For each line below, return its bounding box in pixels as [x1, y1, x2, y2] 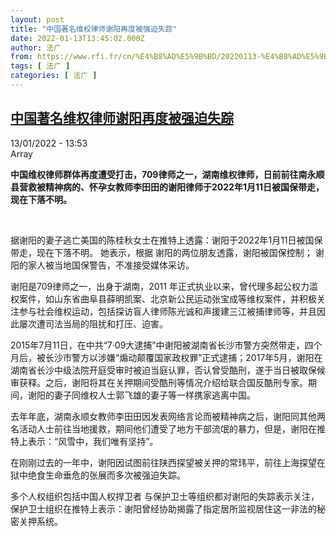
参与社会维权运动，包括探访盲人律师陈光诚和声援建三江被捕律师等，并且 [18, 305, 317, 317]
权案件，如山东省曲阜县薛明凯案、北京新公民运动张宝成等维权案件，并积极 [10, 292, 317, 305]
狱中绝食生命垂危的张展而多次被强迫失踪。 [10, 469, 186, 481]
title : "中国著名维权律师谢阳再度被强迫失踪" [10, 24, 178, 34]
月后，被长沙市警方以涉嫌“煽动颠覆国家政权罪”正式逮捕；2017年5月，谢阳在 [10, 351, 323, 363]
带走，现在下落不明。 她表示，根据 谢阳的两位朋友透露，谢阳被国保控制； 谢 [10, 246, 325, 258]
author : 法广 [10, 42, 62, 53]
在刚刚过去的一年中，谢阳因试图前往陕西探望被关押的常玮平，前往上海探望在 [10, 456, 326, 468]
